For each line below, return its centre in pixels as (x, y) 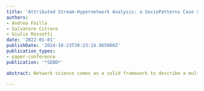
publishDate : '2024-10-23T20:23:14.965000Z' (63, 46)
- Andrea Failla (27, 23)
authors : (17, 17)
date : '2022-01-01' (31, 40)
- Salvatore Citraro (32, 29)
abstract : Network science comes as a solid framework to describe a (96, 73)
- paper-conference (31, 57)
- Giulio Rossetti (29, 34)
